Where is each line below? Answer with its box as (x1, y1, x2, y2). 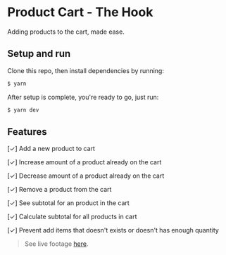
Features (7, 126, 47, 138)
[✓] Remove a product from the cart (7, 185, 112, 194)
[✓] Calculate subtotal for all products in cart (7, 212, 137, 221)
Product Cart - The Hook (7, 4, 153, 20)
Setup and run (7, 48, 71, 60)
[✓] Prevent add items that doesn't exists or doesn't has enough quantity (7, 226, 220, 235)
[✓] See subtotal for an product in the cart (7, 199, 130, 207)
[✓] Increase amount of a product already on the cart (7, 158, 162, 166)
